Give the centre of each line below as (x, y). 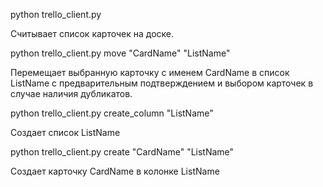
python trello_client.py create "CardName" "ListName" (122, 152)
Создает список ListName (65, 132)
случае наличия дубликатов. (71, 93)
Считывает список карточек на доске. (92, 33)
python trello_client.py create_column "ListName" (112, 113)
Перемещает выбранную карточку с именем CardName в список (150, 72)
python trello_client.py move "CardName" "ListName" (120, 53)
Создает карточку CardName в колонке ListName (115, 171)
